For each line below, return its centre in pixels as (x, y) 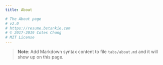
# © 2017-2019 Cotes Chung (33, 33)
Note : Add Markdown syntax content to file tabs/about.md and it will (88, 51)
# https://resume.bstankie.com (38, 28)
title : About (19, 10)
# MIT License (20, 37)
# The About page (23, 19)
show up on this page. (40, 57)
